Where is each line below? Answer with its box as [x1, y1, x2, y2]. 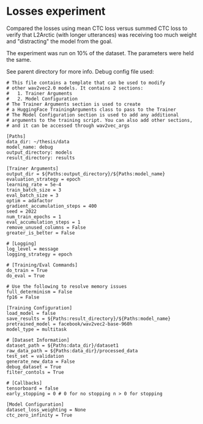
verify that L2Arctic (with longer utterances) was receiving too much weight [6, 31, 197, 38]
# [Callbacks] [6, 380, 43, 386]
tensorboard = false [6, 385, 59, 392]
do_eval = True [6, 273, 45, 279]
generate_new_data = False [6, 358, 75, 365]
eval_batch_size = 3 [6, 192, 59, 199]
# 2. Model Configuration [6, 96, 78, 102]
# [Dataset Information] [6, 337, 70, 343]
